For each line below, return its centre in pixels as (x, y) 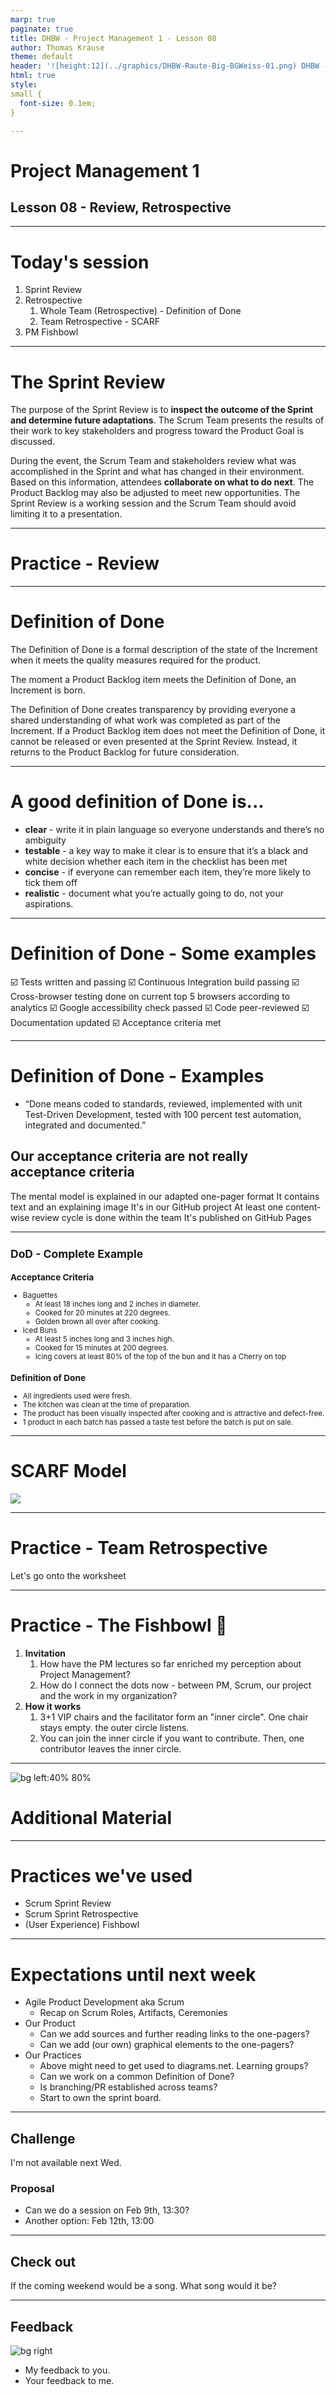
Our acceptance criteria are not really (129, 1156)
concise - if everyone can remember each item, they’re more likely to (167, 872)
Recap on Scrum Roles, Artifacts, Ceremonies (133, 2013)
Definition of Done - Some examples (163, 953)
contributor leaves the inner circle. (110, 1748)
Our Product (50, 2023)
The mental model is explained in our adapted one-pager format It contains (165, 1196)
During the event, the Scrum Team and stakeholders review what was (153, 461)
